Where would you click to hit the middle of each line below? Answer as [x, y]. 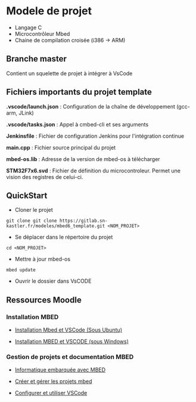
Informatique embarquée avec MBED [60, 370]
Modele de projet [49, 11]
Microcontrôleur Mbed [42, 33]
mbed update [21, 270]
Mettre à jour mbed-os [42, 259]
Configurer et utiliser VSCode [51, 393]
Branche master [37, 59]
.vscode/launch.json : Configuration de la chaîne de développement [91, 106]
